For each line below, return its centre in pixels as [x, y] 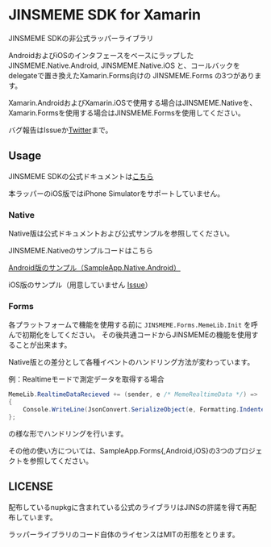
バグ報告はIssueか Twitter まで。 [60, 130]
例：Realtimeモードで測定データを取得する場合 [86, 379]
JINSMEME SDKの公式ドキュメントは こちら [81, 176]
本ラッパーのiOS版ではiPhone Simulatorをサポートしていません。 [116, 193]
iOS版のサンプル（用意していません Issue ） [80, 285]
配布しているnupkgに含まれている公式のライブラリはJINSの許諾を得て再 [129, 507]
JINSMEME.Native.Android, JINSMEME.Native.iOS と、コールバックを [124, 65]
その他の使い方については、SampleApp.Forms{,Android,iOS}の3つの [121, 450]
